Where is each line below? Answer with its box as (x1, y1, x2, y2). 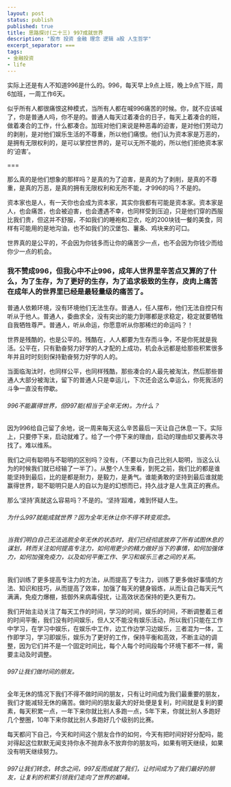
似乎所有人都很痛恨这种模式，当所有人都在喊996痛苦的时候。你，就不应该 (7, 104, 217, 112)
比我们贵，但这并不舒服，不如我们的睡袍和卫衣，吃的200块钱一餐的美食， (7, 215, 217, 223)
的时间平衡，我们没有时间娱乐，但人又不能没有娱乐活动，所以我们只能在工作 (7, 616, 223, 624)
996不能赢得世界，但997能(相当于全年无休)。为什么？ (7, 401, 160, 410)
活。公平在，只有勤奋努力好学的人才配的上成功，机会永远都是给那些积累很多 (7, 344, 223, 352)
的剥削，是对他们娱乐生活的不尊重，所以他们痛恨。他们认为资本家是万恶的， (7, 130, 223, 138)
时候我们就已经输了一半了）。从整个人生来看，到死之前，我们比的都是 (19, 465, 215, 473)
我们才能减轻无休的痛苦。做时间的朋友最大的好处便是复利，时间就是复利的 (7, 698, 217, 707)
